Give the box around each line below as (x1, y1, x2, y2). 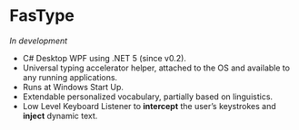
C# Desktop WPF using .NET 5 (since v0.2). (22, 52, 186, 63)
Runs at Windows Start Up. (22, 81, 125, 92)
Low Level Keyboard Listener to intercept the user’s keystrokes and (22, 100, 277, 111)
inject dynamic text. (22, 110, 98, 121)
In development (9, 35, 68, 46)
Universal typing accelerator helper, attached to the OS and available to (22, 62, 291, 73)
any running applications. (22, 71, 118, 82)
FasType (9, 5, 75, 26)
